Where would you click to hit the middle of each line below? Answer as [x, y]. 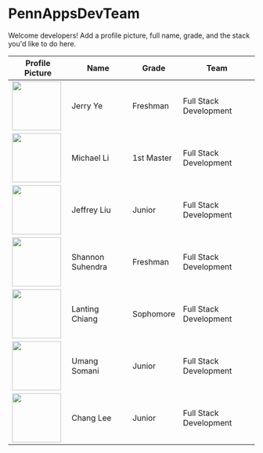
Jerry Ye [87, 105]
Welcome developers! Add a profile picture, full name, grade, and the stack [129, 35]
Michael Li [90, 158]
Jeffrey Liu [91, 210]
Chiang [85, 319]
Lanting [85, 309]
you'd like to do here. [42, 43]
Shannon [88, 257]
